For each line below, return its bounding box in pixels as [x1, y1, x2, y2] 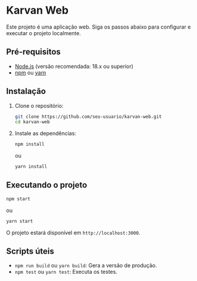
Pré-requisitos [6, 47, 61, 57]
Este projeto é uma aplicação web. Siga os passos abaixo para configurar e [6, 23, 191, 30]
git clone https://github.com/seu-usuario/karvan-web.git [14, 114, 162, 120]
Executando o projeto [6, 180, 87, 191]
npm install [14, 141, 45, 148]
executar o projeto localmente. [6, 29, 82, 36]
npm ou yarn [14, 69, 46, 76]
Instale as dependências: [14, 130, 76, 137]
